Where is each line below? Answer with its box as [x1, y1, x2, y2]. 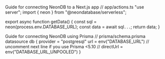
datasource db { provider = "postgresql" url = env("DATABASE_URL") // [5, 39, 149, 44]
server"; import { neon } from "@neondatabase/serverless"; [5, 9, 127, 15]
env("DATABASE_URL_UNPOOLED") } [5, 49, 81, 55]
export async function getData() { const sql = [5, 19, 97, 24]
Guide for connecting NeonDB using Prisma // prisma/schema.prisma [5, 34, 146, 39]
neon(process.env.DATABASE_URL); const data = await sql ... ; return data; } [5, 24, 160, 30]
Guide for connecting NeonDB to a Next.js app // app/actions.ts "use [5, 4, 144, 10]
